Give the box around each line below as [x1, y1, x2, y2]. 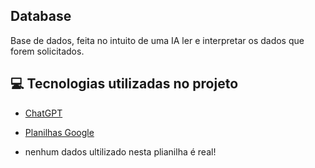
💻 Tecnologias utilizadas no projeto [10, 75, 239, 93]
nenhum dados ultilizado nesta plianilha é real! [24, 145, 217, 158]
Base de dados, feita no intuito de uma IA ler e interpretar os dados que [10, 34, 305, 46]
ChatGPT [24, 107, 63, 119]
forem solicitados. [10, 45, 85, 57]
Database [10, 8, 72, 25]
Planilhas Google [24, 126, 95, 138]
